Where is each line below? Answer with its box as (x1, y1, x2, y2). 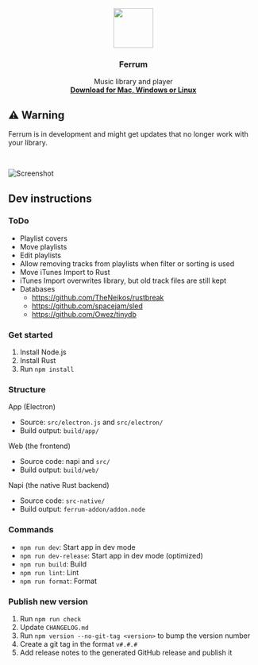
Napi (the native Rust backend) (8, 481, 110, 490)
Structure (8, 385, 46, 396)
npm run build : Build (19, 559, 87, 569)
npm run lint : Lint (19, 567, 79, 577)
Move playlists (19, 242, 67, 251)
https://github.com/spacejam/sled (31, 301, 143, 311)
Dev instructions (8, 191, 93, 205)
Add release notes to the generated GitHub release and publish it (19, 648, 233, 657)
